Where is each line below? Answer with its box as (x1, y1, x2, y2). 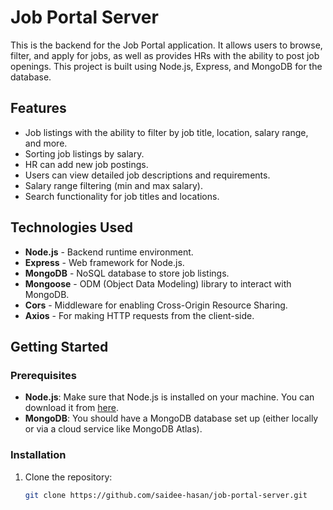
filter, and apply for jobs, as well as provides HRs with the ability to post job (10, 49, 320, 61)
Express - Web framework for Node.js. (24, 256, 185, 268)
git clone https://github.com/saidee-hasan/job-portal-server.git (24, 490, 308, 500)
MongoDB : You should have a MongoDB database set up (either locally (24, 412, 319, 425)
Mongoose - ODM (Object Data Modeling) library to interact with (24, 277, 292, 290)
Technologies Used (10, 219, 133, 236)
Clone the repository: (24, 471, 113, 483)
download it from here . (24, 402, 119, 414)
